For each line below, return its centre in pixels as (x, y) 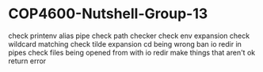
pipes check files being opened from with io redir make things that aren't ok (132, 52)
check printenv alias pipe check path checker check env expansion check (129, 36)
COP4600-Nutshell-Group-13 (108, 14)
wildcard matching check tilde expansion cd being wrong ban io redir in (125, 44)
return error (27, 61)
